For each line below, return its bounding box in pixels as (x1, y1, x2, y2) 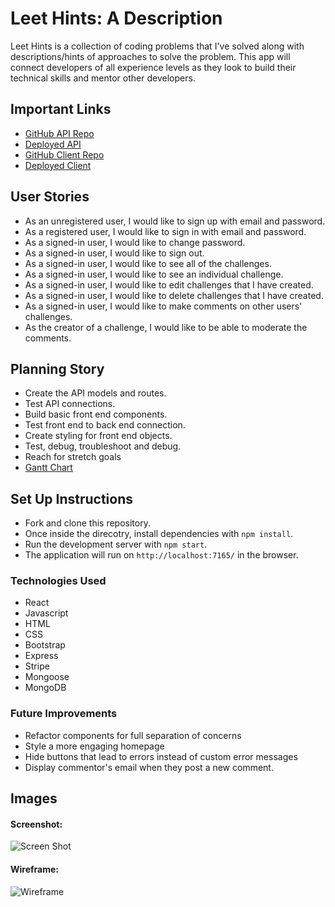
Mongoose (24, 671, 70, 683)
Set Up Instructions (10, 490, 134, 507)
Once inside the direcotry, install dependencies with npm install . (24, 528, 294, 540)
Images (10, 790, 58, 807)
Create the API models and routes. (24, 387, 167, 399)
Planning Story (10, 360, 105, 377)
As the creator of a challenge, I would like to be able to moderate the (24, 321, 308, 333)
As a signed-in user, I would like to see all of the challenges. (24, 257, 272, 269)
